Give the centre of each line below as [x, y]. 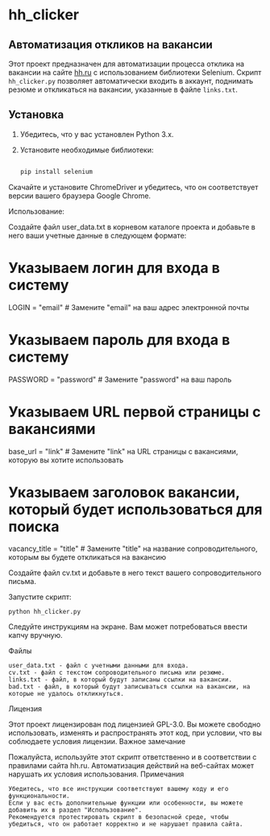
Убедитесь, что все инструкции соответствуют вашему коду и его [118, 789]
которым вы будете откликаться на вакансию [87, 557]
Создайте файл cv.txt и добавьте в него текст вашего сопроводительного [135, 573]
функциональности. [39, 796]
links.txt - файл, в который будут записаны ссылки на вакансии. [120, 680]
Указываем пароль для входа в [119, 339]
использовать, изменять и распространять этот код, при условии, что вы [135, 733]
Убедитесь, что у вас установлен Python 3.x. [97, 134]
